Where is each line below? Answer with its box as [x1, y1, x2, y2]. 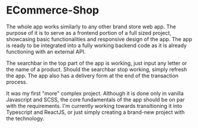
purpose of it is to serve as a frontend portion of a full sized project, [6, 29, 172, 36]
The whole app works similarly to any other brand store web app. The [6, 23, 176, 30]
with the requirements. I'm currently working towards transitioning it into [6, 102, 183, 109]
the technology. [6, 114, 44, 122]
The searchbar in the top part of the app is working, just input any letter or [6, 60, 187, 67]
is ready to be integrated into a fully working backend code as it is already [6, 42, 187, 49]
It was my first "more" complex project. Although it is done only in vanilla [6, 90, 184, 97]
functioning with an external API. [6, 48, 86, 55]
